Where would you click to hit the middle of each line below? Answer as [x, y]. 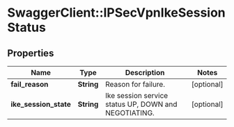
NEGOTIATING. [130, 113]
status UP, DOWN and [141, 104]
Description [145, 73]
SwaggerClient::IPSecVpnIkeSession [117, 13]
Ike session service [137, 95]
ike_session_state [41, 104]
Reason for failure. [135, 84]
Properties [31, 53]
